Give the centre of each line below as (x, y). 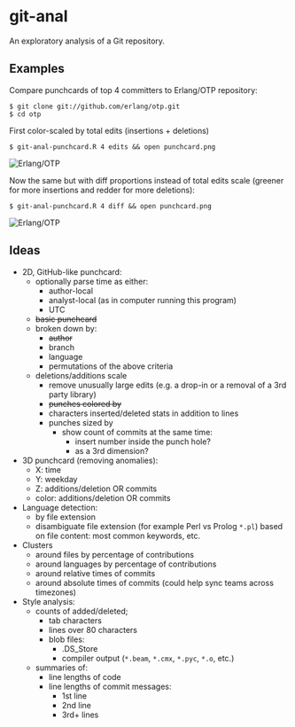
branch (62, 347)
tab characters (75, 620)
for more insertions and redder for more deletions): (102, 190)
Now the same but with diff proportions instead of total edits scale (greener (147, 180)
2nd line (76, 705)
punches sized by (81, 422)
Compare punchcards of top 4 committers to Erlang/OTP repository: (134, 90)
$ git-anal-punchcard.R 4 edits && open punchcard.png (113, 147)
